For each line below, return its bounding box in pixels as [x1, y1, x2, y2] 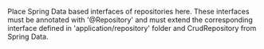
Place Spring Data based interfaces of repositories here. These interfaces [7, 7, 250, 16]
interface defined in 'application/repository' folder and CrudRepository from [7, 24, 257, 32]
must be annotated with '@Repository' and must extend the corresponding [7, 15, 253, 24]
